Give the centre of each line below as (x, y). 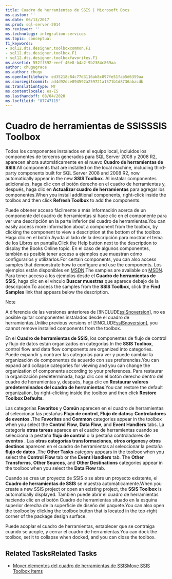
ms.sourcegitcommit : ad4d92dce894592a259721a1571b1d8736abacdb (74, 82)
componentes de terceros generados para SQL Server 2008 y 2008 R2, (81, 157)
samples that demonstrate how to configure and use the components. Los (83, 265)
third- (160, 168)
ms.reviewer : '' (23, 29)
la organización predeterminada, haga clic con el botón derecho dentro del (84, 377)
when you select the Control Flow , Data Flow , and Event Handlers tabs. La (85, 424)
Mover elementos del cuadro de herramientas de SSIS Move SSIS (81, 566)
